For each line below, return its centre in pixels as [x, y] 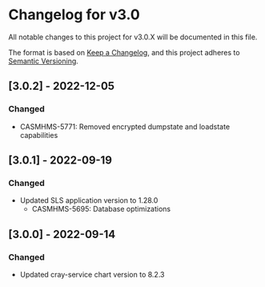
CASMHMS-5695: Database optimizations [101, 209]
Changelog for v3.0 [74, 15]
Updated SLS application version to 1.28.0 [89, 200]
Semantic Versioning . [43, 61]
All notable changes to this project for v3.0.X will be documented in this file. [133, 37]
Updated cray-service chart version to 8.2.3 [92, 275]
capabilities [39, 135]
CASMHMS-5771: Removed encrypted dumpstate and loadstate [125, 127]
